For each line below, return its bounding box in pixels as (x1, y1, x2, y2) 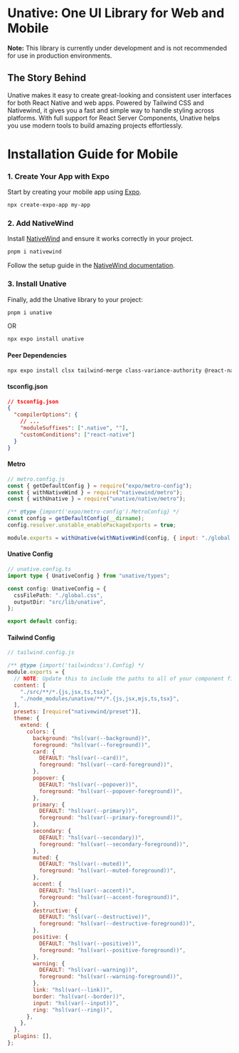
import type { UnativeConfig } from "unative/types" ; (7, 572, 171, 579)
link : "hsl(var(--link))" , (33, 987, 113, 994)
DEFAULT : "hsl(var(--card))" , (38, 754, 129, 762)
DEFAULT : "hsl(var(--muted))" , (38, 861, 132, 868)
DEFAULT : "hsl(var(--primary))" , (38, 807, 139, 815)
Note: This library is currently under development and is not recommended (7, 43, 228, 52)
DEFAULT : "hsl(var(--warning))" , (38, 967, 139, 974)
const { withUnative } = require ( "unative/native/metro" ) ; (7, 495, 186, 503)
